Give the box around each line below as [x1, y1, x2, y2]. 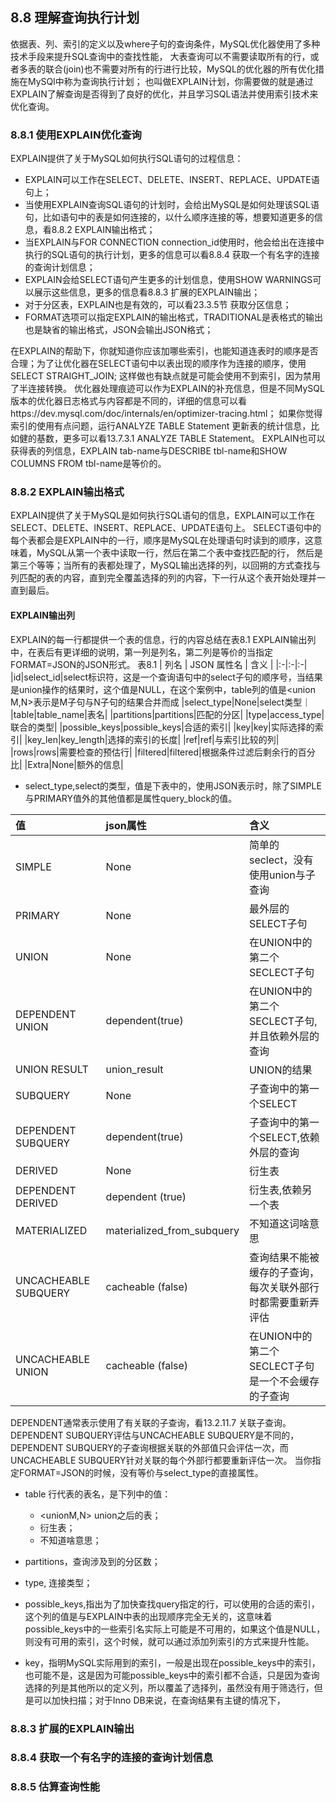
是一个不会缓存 [248, 1374, 320, 1388]
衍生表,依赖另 [248, 1183, 313, 1197]
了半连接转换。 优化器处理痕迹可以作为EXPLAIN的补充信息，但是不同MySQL [10, 383, 325, 395]
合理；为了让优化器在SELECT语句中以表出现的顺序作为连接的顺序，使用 [10, 358, 307, 370]
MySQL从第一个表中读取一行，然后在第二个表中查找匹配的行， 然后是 [36, 547, 324, 559]
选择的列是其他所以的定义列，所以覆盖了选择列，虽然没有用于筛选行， [24, 1681, 315, 1693]
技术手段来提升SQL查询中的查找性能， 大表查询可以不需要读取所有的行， [10, 50, 311, 62]
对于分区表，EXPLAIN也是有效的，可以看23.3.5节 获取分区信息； [24, 299, 292, 311]
